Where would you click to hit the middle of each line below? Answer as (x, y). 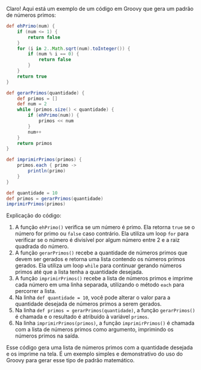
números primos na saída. (47, 336)
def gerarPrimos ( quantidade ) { (45, 93)
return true (32, 76)
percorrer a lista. (36, 291)
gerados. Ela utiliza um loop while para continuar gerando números (98, 266)
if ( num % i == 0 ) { (54, 54)
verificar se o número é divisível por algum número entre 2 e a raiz (97, 240)
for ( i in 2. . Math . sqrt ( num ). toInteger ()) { (74, 48)
